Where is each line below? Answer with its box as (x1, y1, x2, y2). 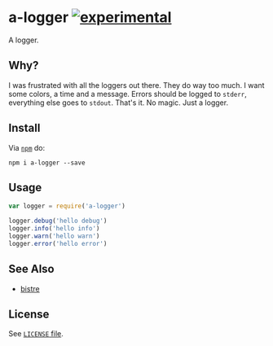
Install (8, 121, 41, 135)
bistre (20, 283, 40, 293)
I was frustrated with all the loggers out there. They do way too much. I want (8, 80, 265, 90)
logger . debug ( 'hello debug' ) (8, 217, 108, 226)
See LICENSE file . (8, 329, 64, 339)
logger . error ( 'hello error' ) (8, 239, 108, 247)
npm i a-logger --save (8, 159, 86, 167)
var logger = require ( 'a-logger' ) (8, 202, 126, 211)
